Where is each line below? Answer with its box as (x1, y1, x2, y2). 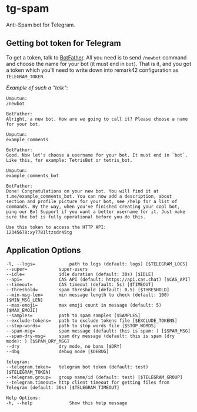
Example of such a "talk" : (6, 84, 68, 91)
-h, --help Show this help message (6, 400, 128, 406)
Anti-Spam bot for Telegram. (6, 21, 75, 28)
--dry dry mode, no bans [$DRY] (6, 343, 122, 349)
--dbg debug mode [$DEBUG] (6, 348, 109, 354)
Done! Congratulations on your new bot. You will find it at (6, 188, 159, 194)
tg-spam (6, 2, 49, 15)
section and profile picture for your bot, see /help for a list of (6, 198, 178, 204)
